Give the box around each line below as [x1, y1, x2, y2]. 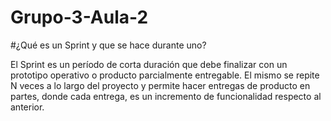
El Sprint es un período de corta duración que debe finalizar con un [10, 58, 288, 70]
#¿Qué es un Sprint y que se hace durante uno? [10, 39, 207, 51]
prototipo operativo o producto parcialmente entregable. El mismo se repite [10, 69, 320, 81]
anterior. [10, 101, 45, 113]
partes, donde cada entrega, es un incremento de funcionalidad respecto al [10, 90, 322, 102]
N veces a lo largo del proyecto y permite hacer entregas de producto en [10, 79, 311, 91]
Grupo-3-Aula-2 [10, 6, 149, 29]
